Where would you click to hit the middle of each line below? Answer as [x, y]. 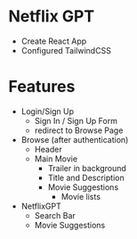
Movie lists [81, 196]
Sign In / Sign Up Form [76, 120]
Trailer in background [87, 168]
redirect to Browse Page [79, 130]
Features [42, 87]
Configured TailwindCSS [66, 50]
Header [48, 149]
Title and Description [86, 177]
